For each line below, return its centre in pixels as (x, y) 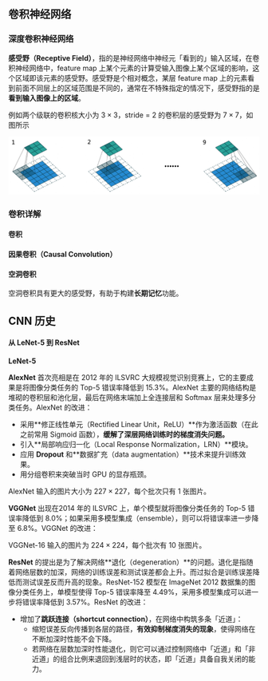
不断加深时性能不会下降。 (74, 639)
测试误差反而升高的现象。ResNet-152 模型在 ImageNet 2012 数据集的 (135, 582)
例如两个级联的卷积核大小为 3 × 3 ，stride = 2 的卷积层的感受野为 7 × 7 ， (127, 115)
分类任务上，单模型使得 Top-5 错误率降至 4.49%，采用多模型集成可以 (130, 592)
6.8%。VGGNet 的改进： (57, 528)
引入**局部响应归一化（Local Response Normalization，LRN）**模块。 (136, 444)
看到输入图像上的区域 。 (47, 97)
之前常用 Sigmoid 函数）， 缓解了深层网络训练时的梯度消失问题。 (124, 434)
